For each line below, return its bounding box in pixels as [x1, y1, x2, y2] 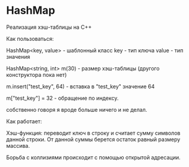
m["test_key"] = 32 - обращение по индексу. [6, 94, 119, 102]
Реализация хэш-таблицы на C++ [6, 23, 92, 31]
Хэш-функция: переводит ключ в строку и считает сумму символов [6, 129, 181, 136]
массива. [6, 142, 30, 149]
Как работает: [6, 118, 42, 125]
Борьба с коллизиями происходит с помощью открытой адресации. [6, 154, 181, 161]
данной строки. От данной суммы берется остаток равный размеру [6, 136, 181, 143]
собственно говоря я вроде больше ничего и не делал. [6, 106, 148, 113]
